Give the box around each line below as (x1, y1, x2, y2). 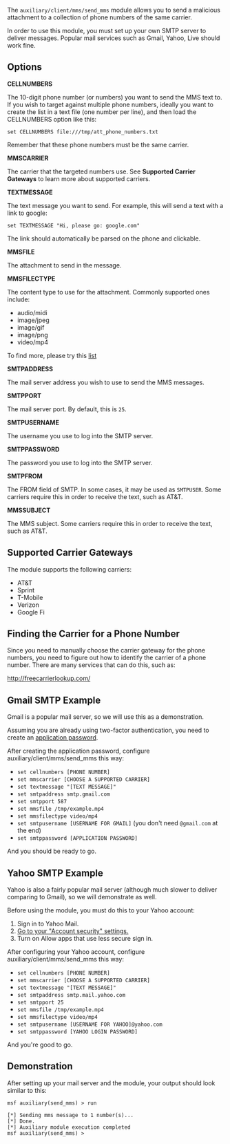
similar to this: (7, 1086, 47, 1094)
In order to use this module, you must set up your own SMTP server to (7, 27, 207, 35)
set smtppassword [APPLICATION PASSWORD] (17, 835, 138, 842)
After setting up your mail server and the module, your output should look (7, 1078, 216, 1087)
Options (7, 62, 43, 73)
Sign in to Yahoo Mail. (17, 919, 79, 928)
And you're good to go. (7, 1040, 73, 1049)
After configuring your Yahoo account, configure (7, 948, 145, 956)
